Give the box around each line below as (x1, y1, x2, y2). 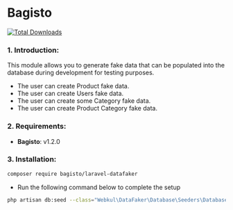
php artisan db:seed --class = (7, 196, 95, 203)
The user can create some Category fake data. (17, 97, 151, 105)
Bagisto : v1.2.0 (17, 137, 60, 145)
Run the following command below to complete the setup (17, 183, 181, 191)
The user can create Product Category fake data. (17, 104, 158, 113)
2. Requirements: (7, 122, 67, 131)
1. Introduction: (7, 45, 60, 55)
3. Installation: (7, 154, 57, 164)
